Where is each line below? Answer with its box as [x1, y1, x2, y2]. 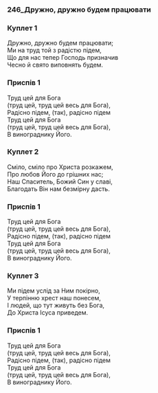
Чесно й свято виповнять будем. [7, 60, 104, 69]
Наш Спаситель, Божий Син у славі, [7, 177, 113, 186]
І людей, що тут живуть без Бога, [7, 301, 105, 310]
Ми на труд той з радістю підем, [7, 46, 102, 54]
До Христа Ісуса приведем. [7, 308, 89, 317]
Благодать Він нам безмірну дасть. [7, 184, 110, 193]
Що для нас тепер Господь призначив [7, 54, 119, 62]
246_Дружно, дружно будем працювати [7, 5, 151, 14]
